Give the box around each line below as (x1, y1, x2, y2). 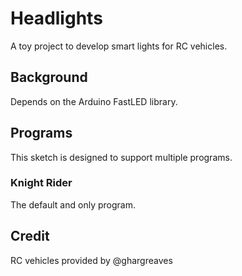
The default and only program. (10, 198, 136, 211)
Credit (10, 228, 50, 245)
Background (10, 69, 88, 86)
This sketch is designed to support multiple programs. (10, 151, 233, 163)
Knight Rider (10, 176, 73, 190)
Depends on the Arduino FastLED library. (10, 95, 178, 107)
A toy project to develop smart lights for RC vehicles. (10, 40, 228, 52)
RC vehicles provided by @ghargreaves (10, 254, 173, 266)
